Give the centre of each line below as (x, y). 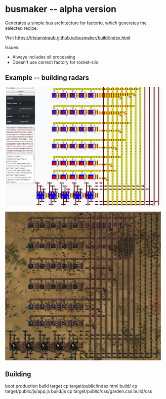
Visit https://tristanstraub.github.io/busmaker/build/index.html (68, 38)
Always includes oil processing (44, 57)
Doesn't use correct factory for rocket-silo (55, 62)
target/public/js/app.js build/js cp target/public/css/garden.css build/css (79, 391)
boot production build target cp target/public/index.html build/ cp (71, 386)
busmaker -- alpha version (61, 9)
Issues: (12, 47)
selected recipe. (21, 28)
